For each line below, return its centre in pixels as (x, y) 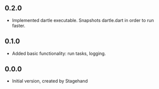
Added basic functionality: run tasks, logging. (59, 53)
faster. (19, 25)
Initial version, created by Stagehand (50, 81)
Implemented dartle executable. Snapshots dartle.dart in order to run (83, 20)
